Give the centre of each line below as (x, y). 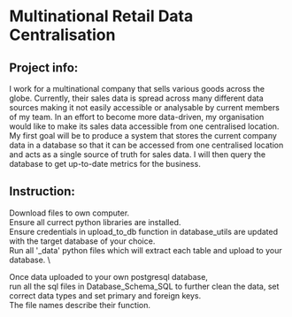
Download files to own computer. (69, 213)
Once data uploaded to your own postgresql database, (108, 276)
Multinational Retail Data (101, 16)
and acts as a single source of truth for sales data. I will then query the (138, 155)
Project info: (44, 68)
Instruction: (42, 192)
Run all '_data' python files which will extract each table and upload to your (146, 250)
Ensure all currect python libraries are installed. (95, 222)
